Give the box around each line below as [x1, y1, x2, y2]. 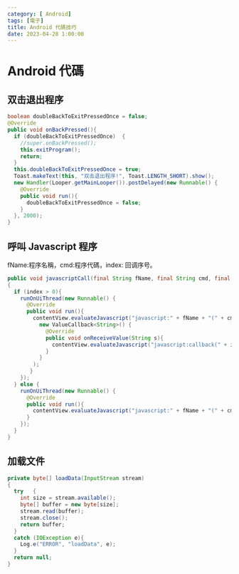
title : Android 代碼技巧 [7, 24, 77, 31]
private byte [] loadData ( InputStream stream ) [7, 474, 144, 481]
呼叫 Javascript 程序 [7, 240, 98, 253]
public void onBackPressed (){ [7, 126, 97, 133]
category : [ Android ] [7, 10, 72, 18]
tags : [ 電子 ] [7, 17, 44, 24]
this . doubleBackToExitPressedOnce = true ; [14, 166, 142, 173]
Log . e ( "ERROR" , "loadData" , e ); [20, 541, 116, 548]
